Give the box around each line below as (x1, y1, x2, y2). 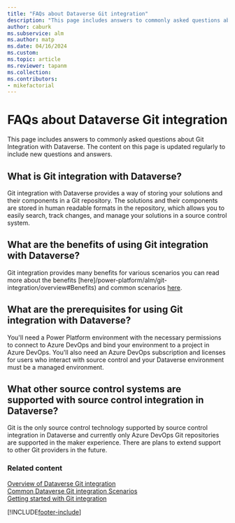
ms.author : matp (7, 36, 55, 43)
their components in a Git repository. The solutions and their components (7, 197, 218, 204)
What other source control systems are (7, 383, 182, 396)
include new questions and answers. (7, 150, 113, 158)
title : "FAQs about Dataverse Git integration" (7, 10, 149, 18)
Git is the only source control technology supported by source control (7, 424, 208, 432)
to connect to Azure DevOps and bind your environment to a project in (7, 340, 210, 349)
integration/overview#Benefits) (7, 283, 97, 291)
